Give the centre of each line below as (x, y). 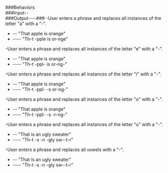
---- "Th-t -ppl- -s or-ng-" (40, 89)
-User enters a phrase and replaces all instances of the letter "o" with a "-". (84, 99)
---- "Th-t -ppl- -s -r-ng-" (40, 115)
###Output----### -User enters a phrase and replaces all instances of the (83, 18)
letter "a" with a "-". (26, 23)
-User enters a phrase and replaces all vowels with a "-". (64, 150)
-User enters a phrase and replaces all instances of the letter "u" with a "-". (84, 124)
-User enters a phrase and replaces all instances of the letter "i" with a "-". (83, 74)
